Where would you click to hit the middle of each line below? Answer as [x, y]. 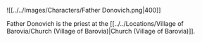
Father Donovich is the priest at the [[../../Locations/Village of [95, 23]
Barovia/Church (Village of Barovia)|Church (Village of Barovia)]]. [101, 31]
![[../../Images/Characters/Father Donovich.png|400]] [84, 10]
